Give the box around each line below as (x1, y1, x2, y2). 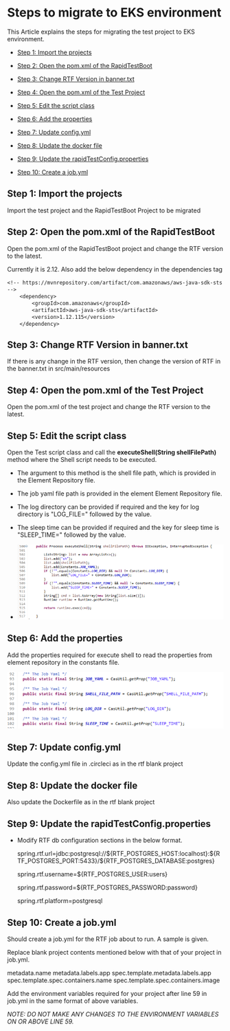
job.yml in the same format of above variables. (7, 997, 139, 1005)
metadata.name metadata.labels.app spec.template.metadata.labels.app (7, 968, 211, 977)
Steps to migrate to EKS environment (7, 5, 222, 21)
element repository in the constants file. (7, 658, 120, 666)
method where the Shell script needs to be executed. (7, 456, 157, 463)
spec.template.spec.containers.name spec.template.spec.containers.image (7, 976, 220, 984)
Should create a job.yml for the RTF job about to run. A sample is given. (7, 935, 209, 943)
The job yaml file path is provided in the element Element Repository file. (16, 489, 222, 498)
